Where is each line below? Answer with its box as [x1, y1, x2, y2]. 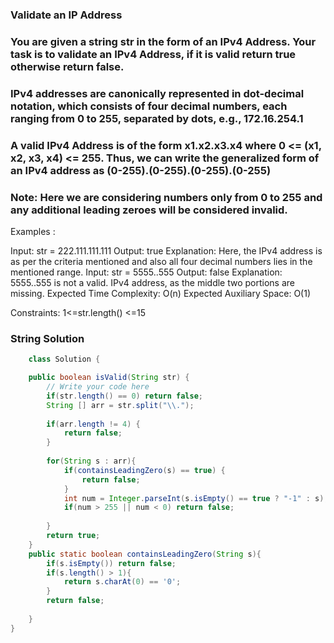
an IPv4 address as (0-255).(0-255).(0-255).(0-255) [10, 163, 272, 177]
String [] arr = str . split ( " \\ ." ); [46, 400, 195, 410]
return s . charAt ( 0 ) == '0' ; [63, 577, 182, 587]
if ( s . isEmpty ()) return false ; [46, 558, 177, 568]
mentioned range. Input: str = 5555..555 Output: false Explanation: [10, 266, 283, 278]
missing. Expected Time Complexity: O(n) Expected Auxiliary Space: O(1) [10, 287, 312, 299]
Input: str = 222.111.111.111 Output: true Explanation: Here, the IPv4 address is [10, 244, 323, 257]
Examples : [10, 225, 56, 237]
